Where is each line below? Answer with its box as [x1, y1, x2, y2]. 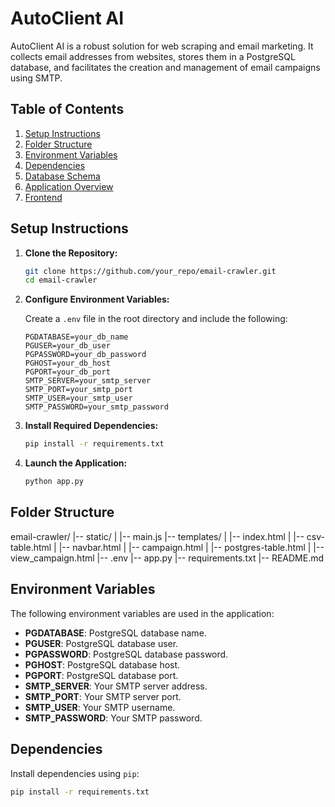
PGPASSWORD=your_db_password [24, 350, 147, 360]
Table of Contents [10, 101, 125, 118]
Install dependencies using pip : [10, 767, 140, 779]
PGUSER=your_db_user [24, 341, 111, 351]
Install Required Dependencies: [24, 420, 159, 432]
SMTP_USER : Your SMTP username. [24, 701, 176, 713]
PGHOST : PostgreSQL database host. [24, 658, 181, 671]
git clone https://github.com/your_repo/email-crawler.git [24, 266, 277, 276]
